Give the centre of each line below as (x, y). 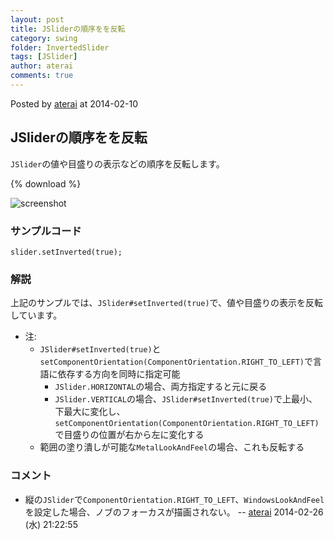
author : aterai (42, 66)
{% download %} (46, 183)
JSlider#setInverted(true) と (100, 349)
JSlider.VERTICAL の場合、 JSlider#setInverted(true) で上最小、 (186, 399)
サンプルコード (46, 231)
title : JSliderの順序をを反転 (68, 29)
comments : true (42, 76)
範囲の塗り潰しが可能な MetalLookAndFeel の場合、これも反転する (172, 447)
